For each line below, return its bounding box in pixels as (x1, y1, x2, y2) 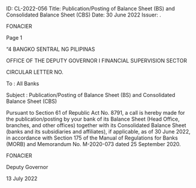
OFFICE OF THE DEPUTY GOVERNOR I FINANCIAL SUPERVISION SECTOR (6, 57, 187, 64)
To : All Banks (6, 80, 40, 87)
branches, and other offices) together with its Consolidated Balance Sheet (6, 122, 187, 129)
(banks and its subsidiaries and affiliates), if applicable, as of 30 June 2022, (6, 128, 191, 135)
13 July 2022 (6, 175, 38, 182)
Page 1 (6, 34, 22, 41)
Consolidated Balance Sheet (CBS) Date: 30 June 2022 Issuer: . (6, 11, 161, 18)
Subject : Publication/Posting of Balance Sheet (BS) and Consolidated (6, 92, 175, 98)
